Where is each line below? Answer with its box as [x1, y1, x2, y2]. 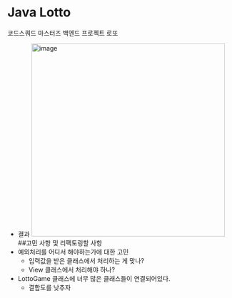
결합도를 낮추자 [28, 283, 71, 292]
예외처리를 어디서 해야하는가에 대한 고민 [17, 247, 129, 256]
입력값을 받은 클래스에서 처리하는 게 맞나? [28, 256, 145, 264]
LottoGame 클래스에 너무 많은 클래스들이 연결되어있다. [17, 274, 171, 282]
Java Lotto [7, 4, 71, 21]
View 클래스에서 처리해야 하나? [28, 265, 116, 274]
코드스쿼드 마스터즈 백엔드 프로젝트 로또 [7, 29, 118, 37]
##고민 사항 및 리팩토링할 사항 [17, 238, 102, 247]
